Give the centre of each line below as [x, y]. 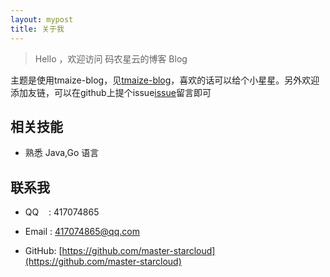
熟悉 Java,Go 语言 [62, 153]
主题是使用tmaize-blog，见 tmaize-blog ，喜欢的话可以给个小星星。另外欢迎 [165, 80]
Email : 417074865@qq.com [82, 232]
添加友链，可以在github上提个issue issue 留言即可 [111, 92]
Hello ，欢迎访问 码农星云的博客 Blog [111, 58]
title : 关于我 [37, 29]
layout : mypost [42, 19]
